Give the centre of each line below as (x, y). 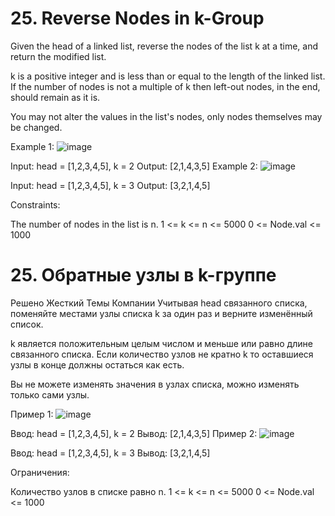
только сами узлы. (50, 394)
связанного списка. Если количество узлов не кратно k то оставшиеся (162, 354)
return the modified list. (58, 56)
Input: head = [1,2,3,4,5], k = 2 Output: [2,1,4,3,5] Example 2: (134, 166)
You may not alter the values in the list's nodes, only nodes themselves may (166, 116)
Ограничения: (40, 472)
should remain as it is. (55, 97)
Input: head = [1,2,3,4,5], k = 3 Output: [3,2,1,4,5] (110, 185)
